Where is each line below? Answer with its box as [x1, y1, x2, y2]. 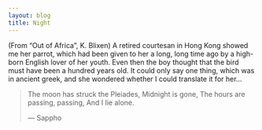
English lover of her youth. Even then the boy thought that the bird [24, 57, 239, 67]
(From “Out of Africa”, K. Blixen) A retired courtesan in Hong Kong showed [8, 40, 249, 50]
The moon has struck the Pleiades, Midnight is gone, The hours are [27, 89, 245, 98]
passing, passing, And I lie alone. [27, 98, 135, 107]
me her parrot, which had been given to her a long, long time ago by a [8, 49, 234, 58]
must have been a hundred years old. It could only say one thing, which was [8, 65, 255, 75]
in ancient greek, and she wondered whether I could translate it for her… [8, 74, 242, 84]
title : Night [8, 19, 51, 27]
